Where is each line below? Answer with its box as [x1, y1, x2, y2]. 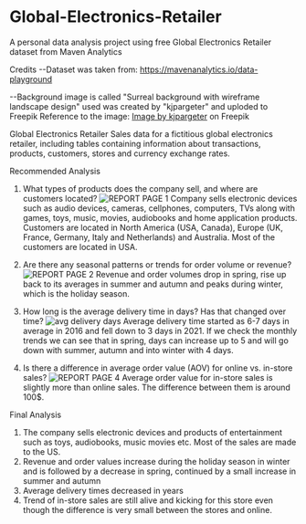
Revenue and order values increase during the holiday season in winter [22, 456, 290, 466]
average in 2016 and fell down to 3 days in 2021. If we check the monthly [22, 325, 298, 336]
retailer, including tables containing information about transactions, [9, 138, 262, 149]
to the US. [22, 445, 61, 457]
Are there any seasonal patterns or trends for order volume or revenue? [22, 258, 292, 270]
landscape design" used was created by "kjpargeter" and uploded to [9, 100, 269, 111]
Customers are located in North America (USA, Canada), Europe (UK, [22, 222, 283, 233]
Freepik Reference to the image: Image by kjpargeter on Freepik [9, 110, 249, 121]
